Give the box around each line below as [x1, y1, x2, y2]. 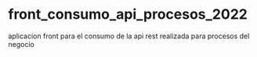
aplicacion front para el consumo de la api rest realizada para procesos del [8, 31, 250, 41]
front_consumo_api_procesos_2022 [8, 5, 248, 23]
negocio [8, 39, 35, 48]
